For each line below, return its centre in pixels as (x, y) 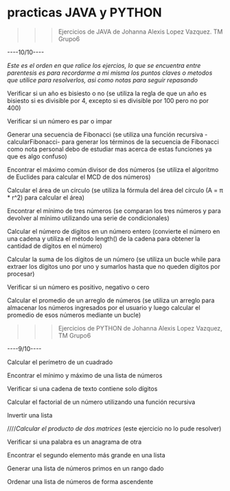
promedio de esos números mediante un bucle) (74, 315)
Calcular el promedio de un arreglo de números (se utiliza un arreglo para (111, 300)
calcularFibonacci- (34, 141)
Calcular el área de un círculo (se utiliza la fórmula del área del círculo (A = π (115, 190)
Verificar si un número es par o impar (60, 121)
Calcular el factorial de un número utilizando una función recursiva (101, 402)
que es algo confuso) (37, 156)
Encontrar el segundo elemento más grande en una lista (87, 455)
